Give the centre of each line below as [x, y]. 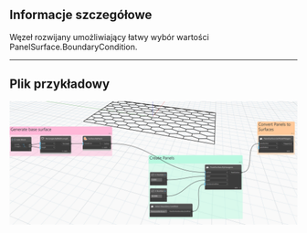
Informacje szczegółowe [81, 15]
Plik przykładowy [60, 85]
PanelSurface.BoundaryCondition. [74, 47]
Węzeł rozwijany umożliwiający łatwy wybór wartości [110, 37]
